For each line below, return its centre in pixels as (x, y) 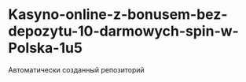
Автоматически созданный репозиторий (77, 69)
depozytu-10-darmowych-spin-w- (124, 31)
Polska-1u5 (45, 48)
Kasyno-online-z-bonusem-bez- (118, 15)
